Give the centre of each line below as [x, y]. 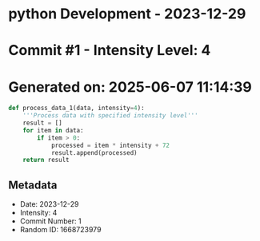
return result [46, 160]
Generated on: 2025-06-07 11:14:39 [130, 87]
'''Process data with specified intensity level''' [110, 116]
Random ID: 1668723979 [60, 230]
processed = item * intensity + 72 [110, 145]
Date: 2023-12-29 [49, 204]
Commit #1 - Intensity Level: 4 [110, 51]
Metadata [33, 185]
